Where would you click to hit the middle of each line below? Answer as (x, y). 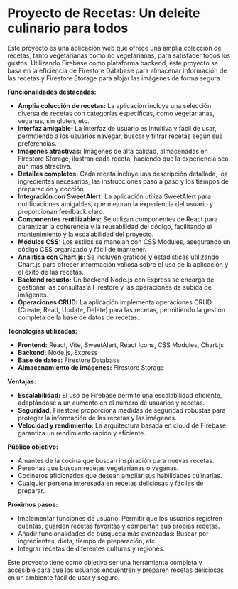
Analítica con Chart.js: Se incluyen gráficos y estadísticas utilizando (118, 257)
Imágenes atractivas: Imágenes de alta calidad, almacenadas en (113, 151)
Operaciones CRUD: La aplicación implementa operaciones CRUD (115, 302)
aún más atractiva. (45, 166)
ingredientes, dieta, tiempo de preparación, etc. (87, 541)
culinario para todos (68, 28)
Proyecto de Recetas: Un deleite (104, 13)
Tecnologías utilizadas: (43, 331)
